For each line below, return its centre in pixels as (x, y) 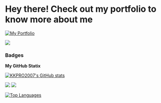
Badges (14, 55)
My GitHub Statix (23, 66)
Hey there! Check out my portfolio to (81, 9)
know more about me (49, 19)
